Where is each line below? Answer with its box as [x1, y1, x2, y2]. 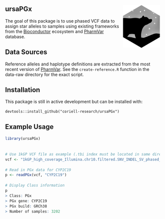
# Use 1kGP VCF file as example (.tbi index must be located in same [5, 152, 151, 156]
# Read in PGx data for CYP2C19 [5, 167, 71, 172]
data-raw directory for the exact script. [5, 71, 84, 77]
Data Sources [5, 48, 48, 57]
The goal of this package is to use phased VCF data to [5, 18, 115, 24]
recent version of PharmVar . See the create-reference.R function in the [5, 66, 150, 72]
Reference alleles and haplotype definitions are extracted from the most [5, 61, 151, 67]
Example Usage [5, 123, 54, 131]
